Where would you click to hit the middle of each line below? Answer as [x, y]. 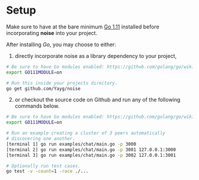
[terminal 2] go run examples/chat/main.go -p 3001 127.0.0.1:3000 [91, 150]
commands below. [37, 106]
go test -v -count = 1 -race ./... [47, 171]
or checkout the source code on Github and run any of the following [97, 100]
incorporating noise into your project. [52, 33]
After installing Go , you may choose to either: [61, 44]
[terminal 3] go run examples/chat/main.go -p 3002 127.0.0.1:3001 [91, 155]
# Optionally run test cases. [44, 166]
